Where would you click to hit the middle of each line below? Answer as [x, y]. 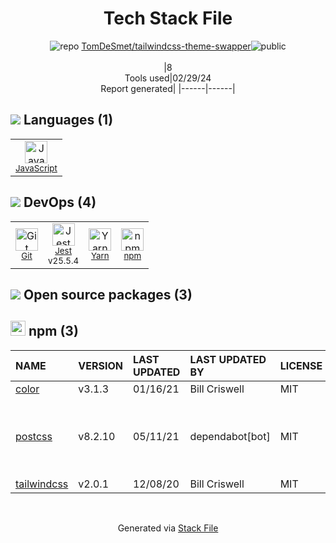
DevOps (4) [60, 202]
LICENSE [301, 365]
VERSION [100, 365]
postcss [34, 436]
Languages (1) [68, 120]
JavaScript [36, 168]
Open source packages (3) [108, 294]
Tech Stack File [168, 18]
